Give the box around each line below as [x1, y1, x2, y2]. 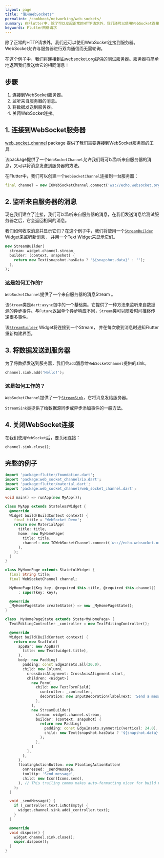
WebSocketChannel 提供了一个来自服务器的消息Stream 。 [5, 291, 116, 297]
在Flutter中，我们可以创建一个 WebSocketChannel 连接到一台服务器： [5, 173, 139, 179]
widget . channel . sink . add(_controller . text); [18, 808, 110, 813]
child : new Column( [22, 666, 62, 672]
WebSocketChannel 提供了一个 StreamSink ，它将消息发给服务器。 [5, 394, 131, 400]
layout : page [5, 7, 32, 12]
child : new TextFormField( [36, 685, 91, 690]
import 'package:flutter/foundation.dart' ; [5, 473, 95, 478]
